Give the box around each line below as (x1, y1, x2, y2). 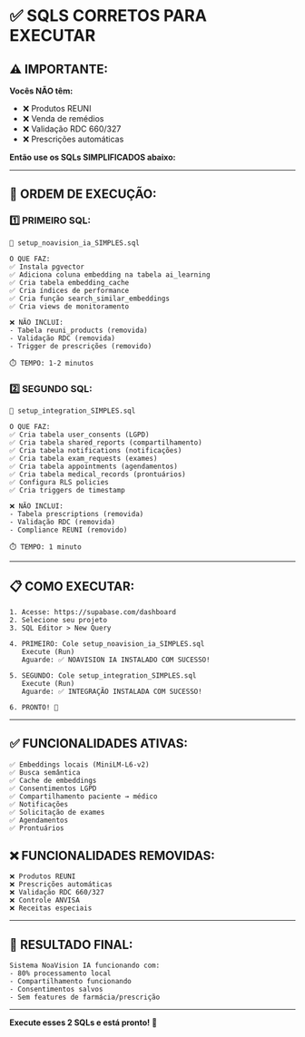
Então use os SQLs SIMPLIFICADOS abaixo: (9, 152, 176, 162)
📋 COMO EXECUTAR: (9, 579, 135, 594)
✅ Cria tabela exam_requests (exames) (9, 454, 158, 463)
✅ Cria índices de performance (9, 286, 130, 295)
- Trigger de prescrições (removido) (9, 341, 152, 350)
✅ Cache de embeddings (9, 776, 97, 785)
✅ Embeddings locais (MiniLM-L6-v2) (9, 759, 150, 769)
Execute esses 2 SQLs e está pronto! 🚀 (9, 1017, 157, 1028)
